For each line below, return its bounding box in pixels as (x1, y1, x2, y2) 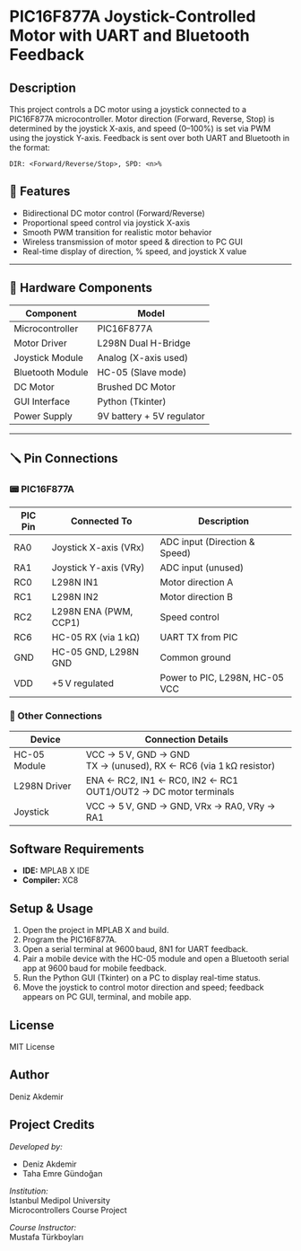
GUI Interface (13, 395, 70, 408)
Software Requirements (9, 841, 145, 857)
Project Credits (9, 1117, 96, 1132)
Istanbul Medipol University (9, 1194, 110, 1205)
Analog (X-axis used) (97, 351, 189, 364)
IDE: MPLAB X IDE (21, 865, 90, 877)
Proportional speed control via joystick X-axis (21, 217, 191, 228)
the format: (9, 142, 51, 153)
